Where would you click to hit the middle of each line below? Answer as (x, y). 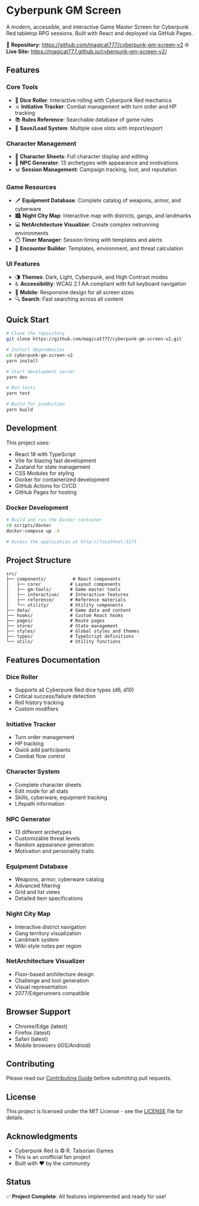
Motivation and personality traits (54, 851)
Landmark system (37, 939)
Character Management (41, 144)
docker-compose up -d (33, 531)
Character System (33, 772)
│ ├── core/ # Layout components (63, 584)
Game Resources (31, 187)
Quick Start (28, 320)
